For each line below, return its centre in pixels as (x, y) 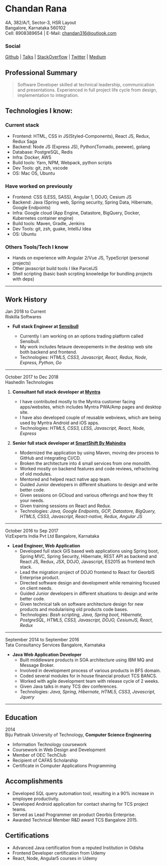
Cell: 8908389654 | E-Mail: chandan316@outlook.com (61, 33)
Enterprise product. (40, 577)
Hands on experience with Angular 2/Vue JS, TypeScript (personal (81, 258)
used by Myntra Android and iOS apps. (59, 423)
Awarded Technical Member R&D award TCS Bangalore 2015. (75, 820)
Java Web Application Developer (47, 655)
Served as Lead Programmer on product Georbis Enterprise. (74, 815)
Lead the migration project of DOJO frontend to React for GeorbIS (87, 573)
